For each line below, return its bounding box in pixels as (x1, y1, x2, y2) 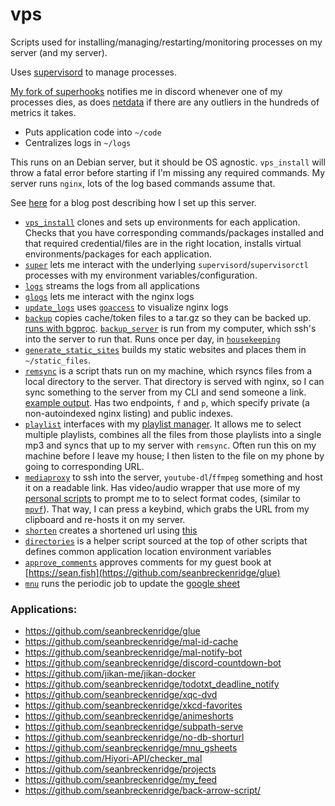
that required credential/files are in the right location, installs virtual (24, 237, 302, 249)
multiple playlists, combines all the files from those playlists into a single (24, 428, 322, 440)
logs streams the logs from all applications (24, 279, 200, 292)
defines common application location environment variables (24, 545, 272, 557)
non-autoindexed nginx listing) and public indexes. (24, 407, 234, 419)
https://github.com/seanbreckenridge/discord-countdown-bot (24, 657, 282, 669)
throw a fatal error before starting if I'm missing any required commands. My (10, 166, 326, 178)
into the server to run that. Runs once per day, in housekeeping (24, 333, 281, 345)
